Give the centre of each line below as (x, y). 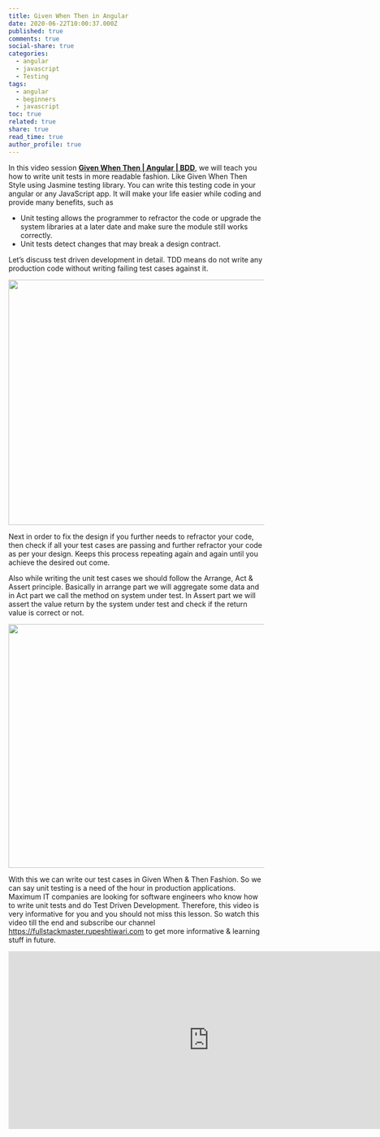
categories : (28, 54)
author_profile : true (45, 144)
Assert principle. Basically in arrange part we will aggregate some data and (134, 587)
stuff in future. (32, 940)
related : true (32, 122)
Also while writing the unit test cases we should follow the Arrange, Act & (131, 578)
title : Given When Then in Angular (69, 16)
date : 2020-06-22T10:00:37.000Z (63, 24)
